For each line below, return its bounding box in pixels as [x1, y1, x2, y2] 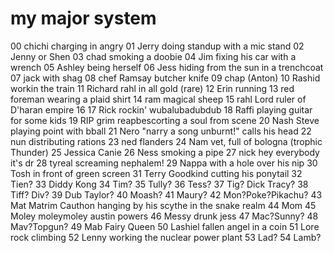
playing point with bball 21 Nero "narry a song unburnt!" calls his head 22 [10, 125, 312, 137]
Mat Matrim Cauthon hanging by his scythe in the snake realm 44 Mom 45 [10, 199, 317, 211]
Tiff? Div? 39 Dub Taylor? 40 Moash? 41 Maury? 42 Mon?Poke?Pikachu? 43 [10, 188, 323, 201]
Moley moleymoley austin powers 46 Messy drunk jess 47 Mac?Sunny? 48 [10, 210, 319, 222]
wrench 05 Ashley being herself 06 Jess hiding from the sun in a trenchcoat [10, 61, 324, 73]
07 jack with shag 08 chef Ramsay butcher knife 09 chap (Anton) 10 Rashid [10, 72, 321, 84]
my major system [10, 7, 157, 30]
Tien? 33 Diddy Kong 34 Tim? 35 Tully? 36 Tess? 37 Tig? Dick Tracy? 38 [10, 178, 309, 190]
